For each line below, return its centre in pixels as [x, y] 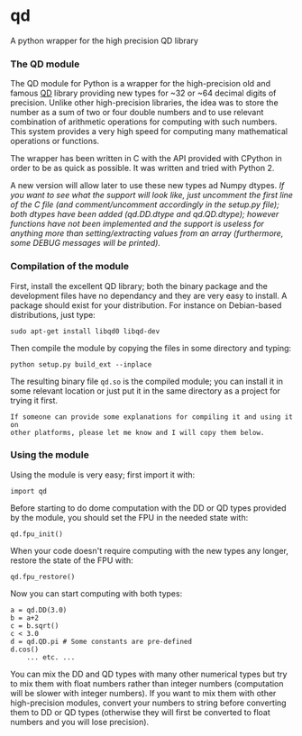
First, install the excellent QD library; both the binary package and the [139, 286]
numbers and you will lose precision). [80, 722]
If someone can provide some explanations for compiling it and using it [152, 417]
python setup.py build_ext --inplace [81, 364]
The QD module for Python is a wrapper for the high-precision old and [141, 84]
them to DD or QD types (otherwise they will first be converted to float [141, 712]
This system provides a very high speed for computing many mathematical [149, 132]
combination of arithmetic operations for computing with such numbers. [144, 122]
